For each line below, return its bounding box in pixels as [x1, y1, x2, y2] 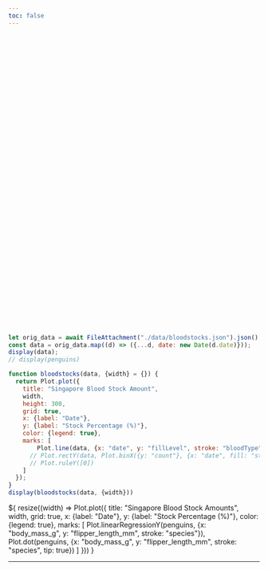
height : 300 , [22, 399, 66, 407]
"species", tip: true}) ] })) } [8, 545, 94, 555]
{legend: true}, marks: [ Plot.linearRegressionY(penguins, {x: [8, 520, 207, 529]
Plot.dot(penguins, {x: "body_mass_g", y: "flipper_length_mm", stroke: [8, 537, 238, 546]
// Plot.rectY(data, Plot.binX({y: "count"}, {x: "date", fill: [29, 451, 248, 459]
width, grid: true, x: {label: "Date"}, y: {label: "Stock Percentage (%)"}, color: [8, 512, 259, 521]
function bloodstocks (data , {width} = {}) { [8, 370, 159, 379]
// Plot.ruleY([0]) [29, 459, 94, 467]
